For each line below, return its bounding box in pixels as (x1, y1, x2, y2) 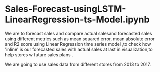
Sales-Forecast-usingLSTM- (5, 3, 126, 15)
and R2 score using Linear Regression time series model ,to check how (5, 41, 151, 47)
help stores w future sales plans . (5, 51, 73, 58)
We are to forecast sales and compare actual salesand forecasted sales (5, 30, 152, 36)
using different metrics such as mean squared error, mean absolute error (5, 36, 155, 42)
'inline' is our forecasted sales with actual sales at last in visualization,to (5, 46, 153, 52)
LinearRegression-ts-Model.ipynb (5, 14, 150, 25)
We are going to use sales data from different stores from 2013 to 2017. (5, 61, 151, 67)
